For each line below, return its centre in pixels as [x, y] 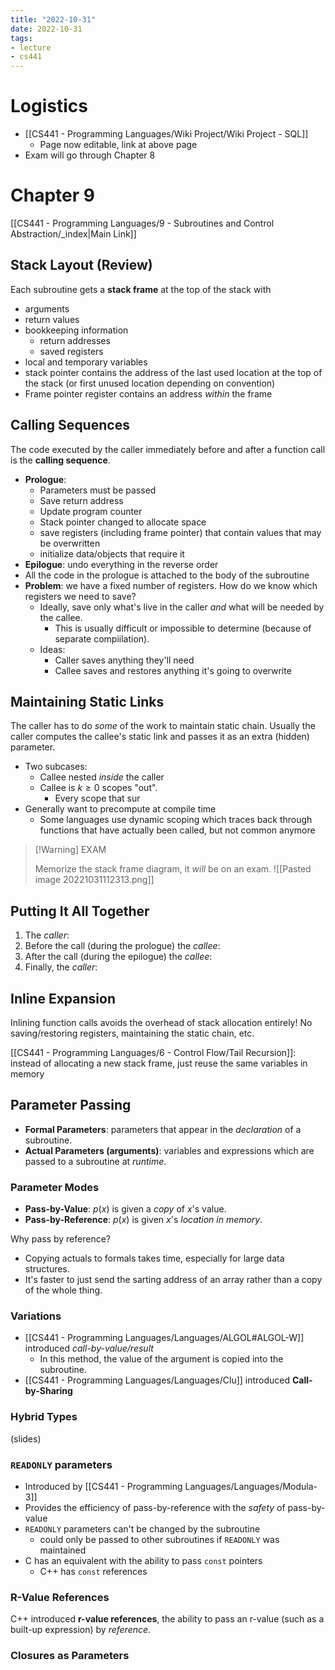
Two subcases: [56, 767]
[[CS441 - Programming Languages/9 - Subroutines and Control [142, 223]
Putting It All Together [80, 911]
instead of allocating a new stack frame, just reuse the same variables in [159, 1063]
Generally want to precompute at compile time [120, 809]
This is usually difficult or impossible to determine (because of [183, 628]
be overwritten [70, 543]
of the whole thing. [63, 1290]
